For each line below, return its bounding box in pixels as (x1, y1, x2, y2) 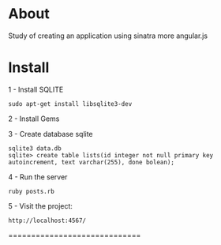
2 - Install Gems (8, 114, 60, 123)
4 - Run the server (8, 171, 68, 182)
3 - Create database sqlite (8, 129, 93, 138)
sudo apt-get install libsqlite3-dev (8, 100, 133, 107)
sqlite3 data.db (8, 144, 62, 153)
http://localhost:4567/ (8, 217, 87, 224)
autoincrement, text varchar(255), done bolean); (8, 158, 175, 166)
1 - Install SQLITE (8, 85, 64, 94)
